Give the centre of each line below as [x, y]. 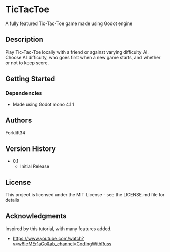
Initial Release [35, 166]
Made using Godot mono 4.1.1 [44, 104]
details [12, 200]
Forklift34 [16, 133]
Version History [31, 149]
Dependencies [24, 93]
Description [24, 40]
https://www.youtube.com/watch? [48, 238]
